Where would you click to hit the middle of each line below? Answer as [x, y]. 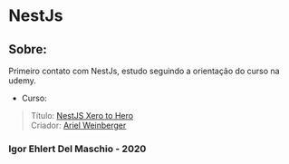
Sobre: [28, 49]
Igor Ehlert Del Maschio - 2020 [77, 149]
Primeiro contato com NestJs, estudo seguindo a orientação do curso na [144, 71]
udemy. [23, 81]
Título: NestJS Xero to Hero [82, 116]
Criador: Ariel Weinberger [78, 125]
